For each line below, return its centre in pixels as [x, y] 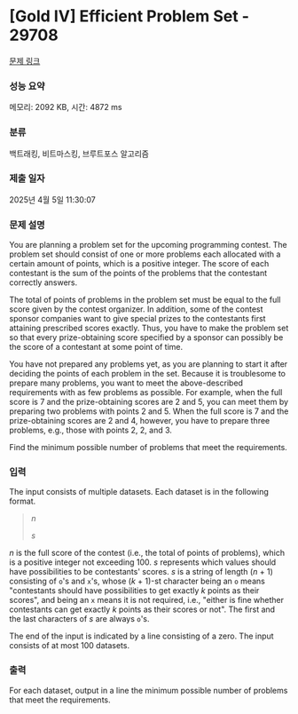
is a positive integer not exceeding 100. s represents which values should [143, 562]
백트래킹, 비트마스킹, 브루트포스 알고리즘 [79, 154]
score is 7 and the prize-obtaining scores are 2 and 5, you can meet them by [149, 402]
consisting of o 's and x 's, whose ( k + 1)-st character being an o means [137, 581]
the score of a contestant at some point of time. [96, 347]
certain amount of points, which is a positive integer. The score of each [139, 264]
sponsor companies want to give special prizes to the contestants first [137, 319]
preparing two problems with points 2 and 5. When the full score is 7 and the [149, 411]
